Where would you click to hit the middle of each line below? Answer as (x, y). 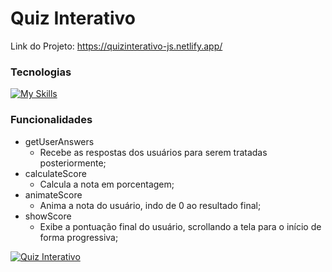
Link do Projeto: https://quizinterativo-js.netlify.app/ (116, 46)
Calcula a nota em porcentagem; (107, 184)
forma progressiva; (79, 237)
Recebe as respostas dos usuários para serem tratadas (153, 152)
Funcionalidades (51, 120)
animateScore (53, 194)
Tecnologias (41, 72)
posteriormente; (73, 163)
